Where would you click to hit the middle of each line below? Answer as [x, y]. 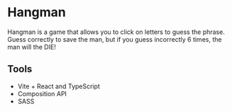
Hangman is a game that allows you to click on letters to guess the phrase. [116, 32]
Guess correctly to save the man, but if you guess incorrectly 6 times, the [115, 39]
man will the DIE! [32, 47]
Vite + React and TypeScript [59, 86]
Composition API [42, 93]
